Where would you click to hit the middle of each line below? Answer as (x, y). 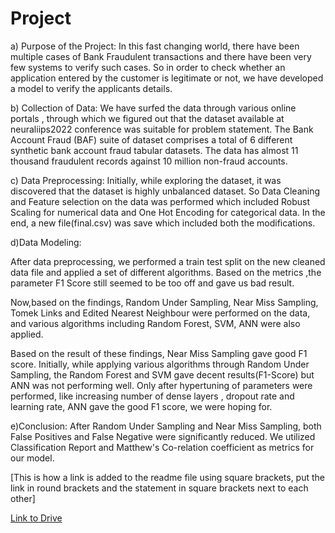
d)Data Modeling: (46, 242)
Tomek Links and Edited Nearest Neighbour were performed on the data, (160, 313)
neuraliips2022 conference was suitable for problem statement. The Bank (162, 129)
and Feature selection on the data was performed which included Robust (160, 201)
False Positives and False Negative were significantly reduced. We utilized (163, 436)
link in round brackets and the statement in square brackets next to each (159, 488)
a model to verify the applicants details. (91, 88)
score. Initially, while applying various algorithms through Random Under (160, 364)
